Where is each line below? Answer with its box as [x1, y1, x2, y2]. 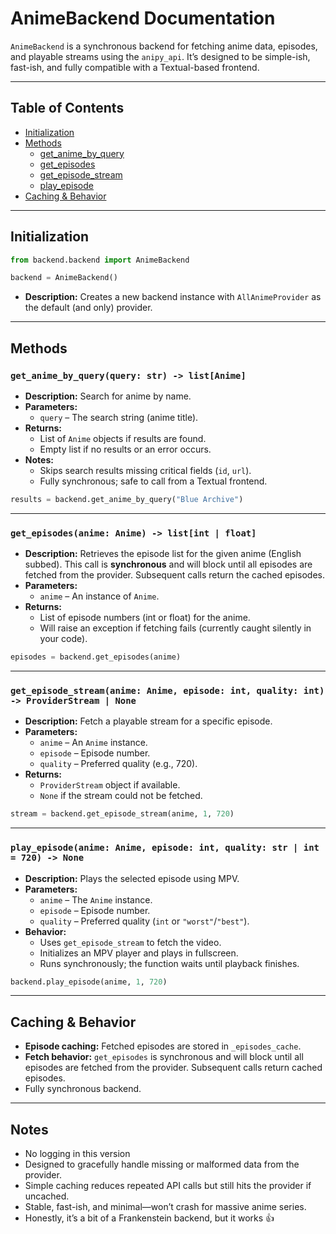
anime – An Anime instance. [39, 737, 148, 749]
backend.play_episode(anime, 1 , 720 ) [10, 977, 168, 987]
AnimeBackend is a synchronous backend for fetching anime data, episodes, [10, 40, 318, 52]
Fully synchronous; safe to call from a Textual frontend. [39, 475, 268, 487]
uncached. [24, 1190, 70, 1202]
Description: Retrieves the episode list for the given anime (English [24, 548, 302, 560]
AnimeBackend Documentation [10, 7, 276, 30]
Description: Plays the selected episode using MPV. [24, 872, 240, 884]
